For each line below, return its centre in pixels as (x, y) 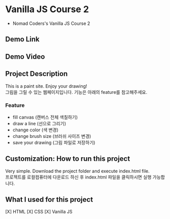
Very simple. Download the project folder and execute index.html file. (77, 171)
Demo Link (22, 39)
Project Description (37, 74)
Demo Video (25, 57)
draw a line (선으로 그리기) (39, 123)
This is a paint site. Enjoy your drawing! (46, 86)
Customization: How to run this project (68, 159)
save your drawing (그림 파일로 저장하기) (54, 142)
